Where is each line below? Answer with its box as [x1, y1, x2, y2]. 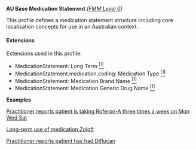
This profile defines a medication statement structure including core [6, 17, 173, 23]
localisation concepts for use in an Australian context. [6, 23, 139, 30]
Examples [6, 96, 32, 103]
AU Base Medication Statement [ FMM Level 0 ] [6, 5, 122, 12]
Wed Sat [6, 114, 27, 121]
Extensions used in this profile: [6, 50, 82, 57]
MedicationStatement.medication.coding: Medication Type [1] [14, 69, 166, 77]
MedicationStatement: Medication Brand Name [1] [14, 76, 137, 84]
